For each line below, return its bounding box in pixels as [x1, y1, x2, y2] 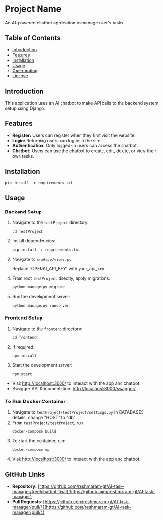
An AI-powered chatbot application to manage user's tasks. [5, 20, 125, 25]
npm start [12, 372, 33, 377]
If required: [12, 344, 35, 350]
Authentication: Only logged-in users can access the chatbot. [12, 143, 138, 149]
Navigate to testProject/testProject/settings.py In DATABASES [12, 409, 144, 415]
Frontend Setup [5, 314, 43, 321]
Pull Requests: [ [12, 499, 45, 505]
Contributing [12, 68, 38, 73]
